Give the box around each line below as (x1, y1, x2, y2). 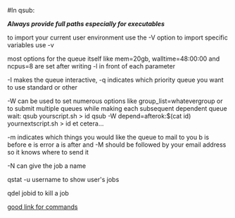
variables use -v (7, 41, 54, 49)
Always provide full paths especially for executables (7, 20, 165, 28)
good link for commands (7, 202, 78, 211)
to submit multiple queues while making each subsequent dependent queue (7, 104, 227, 112)
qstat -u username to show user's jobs (7, 176, 120, 183)
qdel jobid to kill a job (7, 189, 69, 197)
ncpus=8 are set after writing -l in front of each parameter (7, 62, 176, 70)
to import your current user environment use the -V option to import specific (7, 33, 229, 42)
